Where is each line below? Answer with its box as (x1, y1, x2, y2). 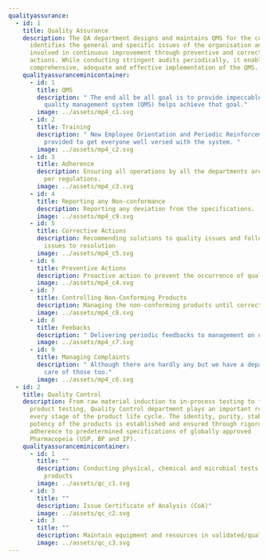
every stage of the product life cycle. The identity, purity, (29, 413, 245, 421)
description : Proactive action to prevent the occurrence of (37, 272, 245, 279)
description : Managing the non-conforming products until (37, 301, 234, 309)
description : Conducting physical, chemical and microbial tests (37, 465, 259, 473)
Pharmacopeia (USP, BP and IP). (29, 434, 137, 443)
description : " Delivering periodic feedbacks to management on (37, 331, 255, 339)
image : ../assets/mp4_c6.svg (37, 375, 134, 383)
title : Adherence (37, 161, 94, 168)
